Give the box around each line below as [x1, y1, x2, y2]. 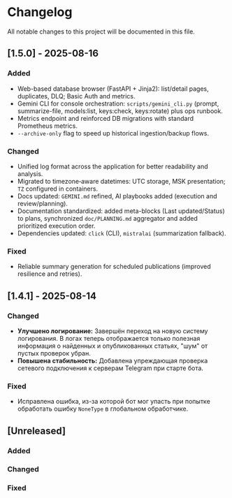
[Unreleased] [7, 425, 66, 437]
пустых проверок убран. [17, 349, 91, 357]
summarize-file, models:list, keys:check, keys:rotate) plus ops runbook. [17, 106, 224, 115]
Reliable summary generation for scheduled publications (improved [17, 263, 211, 271]
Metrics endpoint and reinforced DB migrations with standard [17, 114, 194, 122]
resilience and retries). [17, 270, 82, 278]
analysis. [17, 169, 43, 178]
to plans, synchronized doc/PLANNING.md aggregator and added [17, 214, 198, 222]
